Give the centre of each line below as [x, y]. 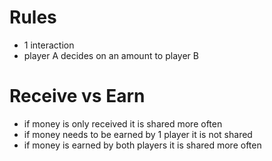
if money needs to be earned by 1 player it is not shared [138, 134]
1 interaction [49, 45]
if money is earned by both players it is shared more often [142, 145]
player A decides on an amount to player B [111, 55]
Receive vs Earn [77, 96]
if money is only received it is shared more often [123, 123]
